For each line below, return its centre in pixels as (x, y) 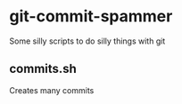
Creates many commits (52, 90)
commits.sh (43, 69)
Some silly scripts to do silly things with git (87, 41)
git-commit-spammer (91, 16)
